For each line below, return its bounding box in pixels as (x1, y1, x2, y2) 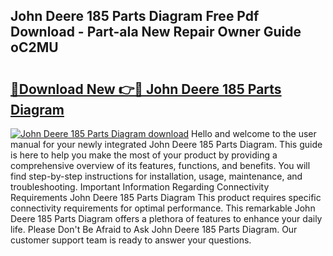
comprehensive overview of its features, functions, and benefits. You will (10, 160, 311, 171)
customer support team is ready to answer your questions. (10, 234, 252, 246)
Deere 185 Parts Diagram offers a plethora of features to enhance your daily (10, 213, 323, 224)
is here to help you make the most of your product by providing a (10, 149, 278, 161)
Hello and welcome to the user (191, 128, 317, 139)
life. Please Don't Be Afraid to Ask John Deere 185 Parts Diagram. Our (10, 224, 298, 235)
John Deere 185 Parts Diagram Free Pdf (10, 8, 260, 25)
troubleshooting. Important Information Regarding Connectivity (10, 181, 270, 193)
